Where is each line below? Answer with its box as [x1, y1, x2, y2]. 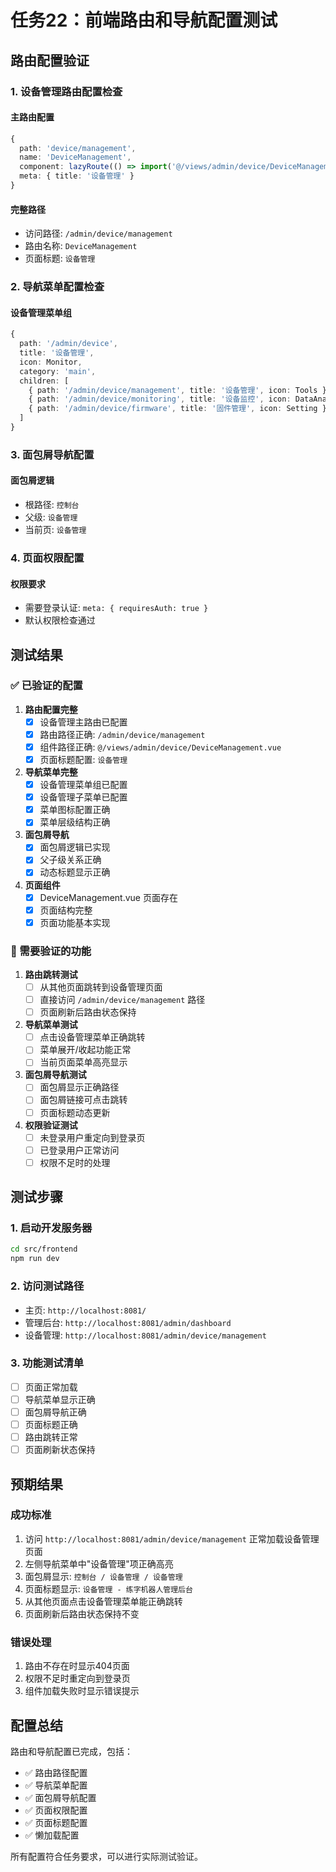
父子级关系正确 [39, 854, 102, 866]
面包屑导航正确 [24, 1406, 87, 1418]
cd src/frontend [10, 1244, 78, 1255]
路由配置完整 [24, 703, 78, 715]
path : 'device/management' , [19, 143, 137, 153]
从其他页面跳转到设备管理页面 [39, 981, 163, 993]
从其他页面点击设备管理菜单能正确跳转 [24, 1595, 183, 1607]
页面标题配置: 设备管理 [39, 754, 128, 766]
